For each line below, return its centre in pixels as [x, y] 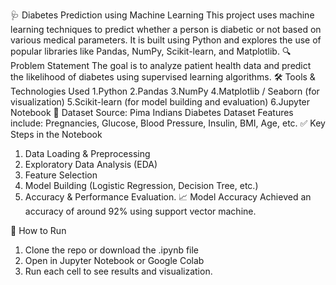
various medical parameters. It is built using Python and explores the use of [166, 40]
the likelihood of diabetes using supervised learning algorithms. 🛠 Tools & [163, 77]
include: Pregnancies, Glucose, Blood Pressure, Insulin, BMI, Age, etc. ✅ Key [168, 123]
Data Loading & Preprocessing [87, 153]
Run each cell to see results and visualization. [118, 271]
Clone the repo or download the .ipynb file [112, 250]
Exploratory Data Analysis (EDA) [91, 164]
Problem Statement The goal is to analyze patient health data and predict [161, 65]
